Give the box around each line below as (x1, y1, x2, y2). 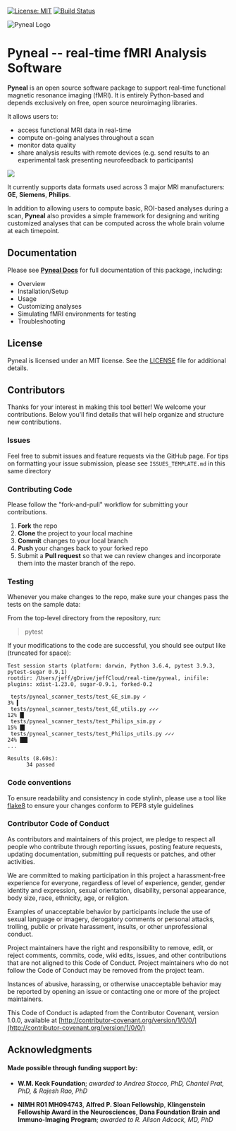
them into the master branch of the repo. (17, 559, 136, 567)
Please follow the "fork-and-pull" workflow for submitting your (7, 500, 189, 509)
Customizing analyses (17, 302, 82, 310)
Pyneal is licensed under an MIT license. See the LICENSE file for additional (7, 356, 227, 365)
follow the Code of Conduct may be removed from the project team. (7, 966, 204, 974)
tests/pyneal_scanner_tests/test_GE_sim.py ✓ (10, 693, 147, 701)
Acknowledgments (7, 1044, 93, 1056)
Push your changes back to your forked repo (17, 544, 149, 552)
